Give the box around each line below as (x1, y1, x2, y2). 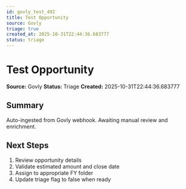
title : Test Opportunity (6, 14, 69, 21)
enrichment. (6, 123, 36, 130)
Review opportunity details (14, 156, 82, 164)
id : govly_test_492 (6, 8, 56, 15)
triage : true (6, 25, 39, 32)
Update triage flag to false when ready (14, 176, 111, 183)
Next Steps (6, 140, 49, 151)
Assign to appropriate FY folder (14, 169, 94, 176)
